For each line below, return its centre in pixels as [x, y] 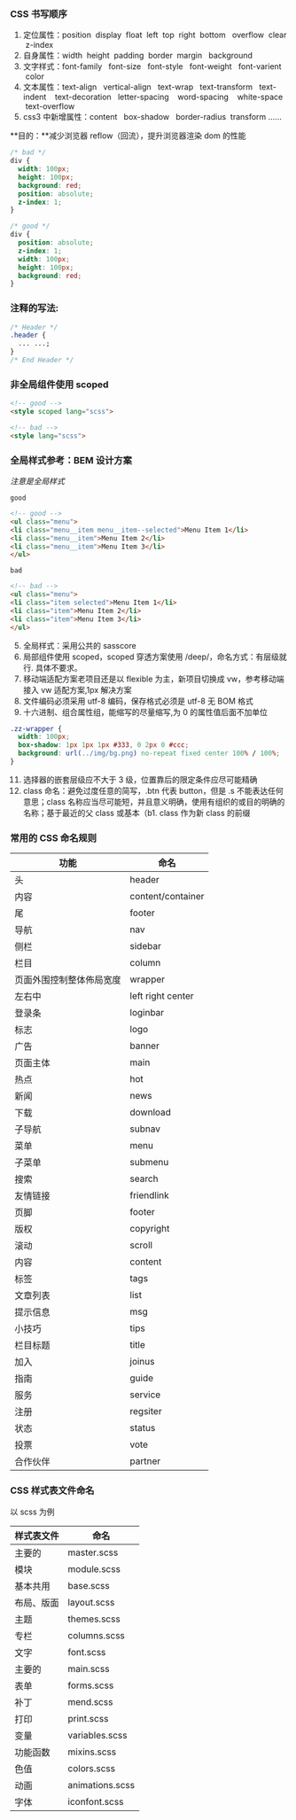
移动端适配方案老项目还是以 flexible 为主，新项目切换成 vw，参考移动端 [153, 679]
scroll [141, 1245]
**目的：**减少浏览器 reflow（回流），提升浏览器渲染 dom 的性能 [128, 136]
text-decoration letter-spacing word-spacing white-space [169, 97]
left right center [162, 996]
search [144, 1178]
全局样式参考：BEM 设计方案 [71, 460]
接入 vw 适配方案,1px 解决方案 [77, 689]
